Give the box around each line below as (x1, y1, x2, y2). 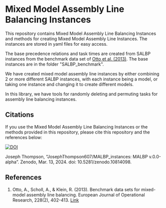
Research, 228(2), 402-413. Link (12, 197, 79, 203)
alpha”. (5, 159, 19, 165)
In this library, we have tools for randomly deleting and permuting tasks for (5, 91, 158, 97)
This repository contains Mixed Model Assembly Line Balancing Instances (5, 30, 157, 36)
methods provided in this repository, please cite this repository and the (5, 129, 150, 135)
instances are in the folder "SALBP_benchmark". (5, 61, 104, 67)
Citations (5, 111, 34, 119)
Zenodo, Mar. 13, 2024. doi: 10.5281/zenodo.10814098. (20, 159, 132, 165)
